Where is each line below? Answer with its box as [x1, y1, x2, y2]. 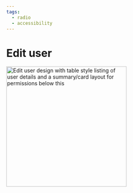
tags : [6, 8, 20, 15]
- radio [11, 15, 31, 21]
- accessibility [11, 20, 53, 26]
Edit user [6, 46, 53, 60]
